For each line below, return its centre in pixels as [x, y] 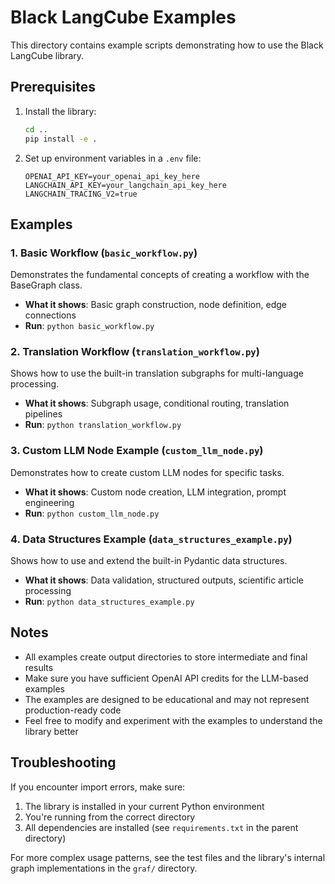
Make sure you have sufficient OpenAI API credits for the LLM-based [166, 678]
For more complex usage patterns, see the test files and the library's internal [168, 857]
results [39, 667]
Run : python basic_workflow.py [89, 326]
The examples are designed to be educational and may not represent [167, 699]
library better [51, 731]
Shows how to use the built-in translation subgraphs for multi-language [157, 373]
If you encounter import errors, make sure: [98, 787]
